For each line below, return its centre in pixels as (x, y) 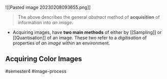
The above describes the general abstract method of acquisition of (89, 17)
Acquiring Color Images (44, 59)
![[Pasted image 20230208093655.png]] (48, 7)
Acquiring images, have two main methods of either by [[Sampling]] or (87, 32)
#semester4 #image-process (36, 71)
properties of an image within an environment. (61, 43)
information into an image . (46, 23)
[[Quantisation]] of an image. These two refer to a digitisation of (80, 38)
